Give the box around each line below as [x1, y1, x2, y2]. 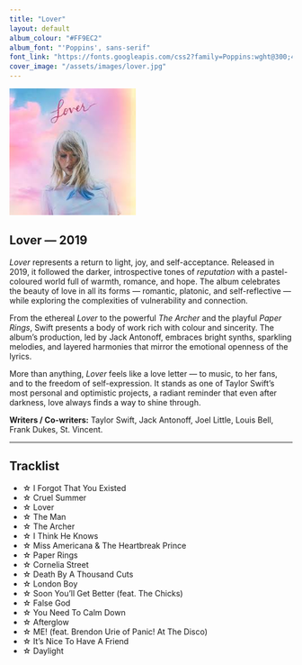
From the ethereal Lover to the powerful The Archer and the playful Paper [9, 312, 282, 323]
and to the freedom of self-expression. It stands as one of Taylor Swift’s [9, 378, 275, 388]
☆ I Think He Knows [22, 530, 99, 541]
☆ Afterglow [22, 616, 69, 627]
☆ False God [22, 597, 71, 608]
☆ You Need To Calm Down [22, 606, 126, 617]
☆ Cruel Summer [22, 492, 87, 503]
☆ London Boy [22, 578, 78, 589]
